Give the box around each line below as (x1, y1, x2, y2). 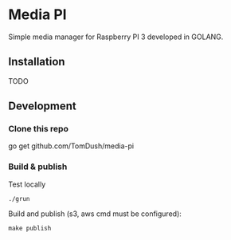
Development (8, 100, 77, 113)
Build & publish (8, 161, 68, 172)
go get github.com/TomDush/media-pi (8, 141, 134, 151)
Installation (8, 55, 65, 69)
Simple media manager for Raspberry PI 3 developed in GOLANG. (8, 32, 224, 41)
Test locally (8, 179, 46, 189)
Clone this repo (8, 124, 69, 135)
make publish (8, 224, 52, 232)
